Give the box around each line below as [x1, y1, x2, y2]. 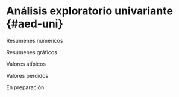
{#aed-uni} [6, 17, 63, 31]
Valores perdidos [6, 72, 49, 79]
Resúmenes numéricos [6, 37, 63, 44]
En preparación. [6, 83, 46, 91]
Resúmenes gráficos [6, 48, 57, 55]
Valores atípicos [6, 60, 46, 67]
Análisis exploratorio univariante [6, 4, 174, 18]
